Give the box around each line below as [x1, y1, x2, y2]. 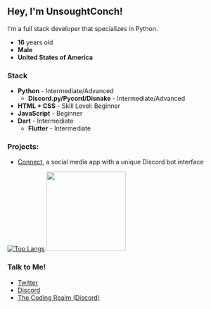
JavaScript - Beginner [17, 109, 83, 118]
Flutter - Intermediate [27, 124, 91, 133]
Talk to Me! [7, 262, 46, 272]
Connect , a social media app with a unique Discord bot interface [17, 158, 204, 166]
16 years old [17, 38, 53, 47]
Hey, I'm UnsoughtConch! [7, 6, 123, 18]
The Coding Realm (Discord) [17, 293, 101, 302]
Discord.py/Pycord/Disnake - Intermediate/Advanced [27, 95, 186, 103]
